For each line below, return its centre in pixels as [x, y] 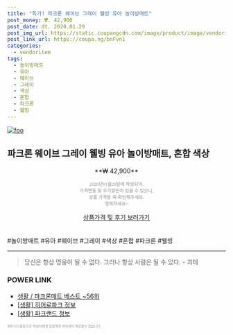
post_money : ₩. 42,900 [40, 20]
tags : [15, 59]
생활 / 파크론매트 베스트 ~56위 [58, 296]
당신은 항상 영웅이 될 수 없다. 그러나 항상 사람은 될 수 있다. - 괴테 [111, 261]
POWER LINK [29, 280]
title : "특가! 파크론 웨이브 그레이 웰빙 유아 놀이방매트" [80, 14]
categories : [24, 46]
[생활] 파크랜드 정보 [44, 313]
